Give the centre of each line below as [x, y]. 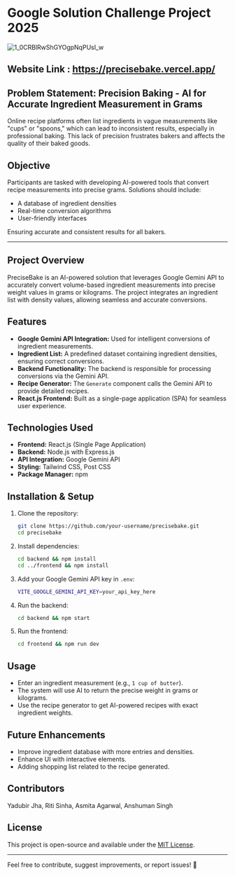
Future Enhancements [57, 735]
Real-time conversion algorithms [64, 210]
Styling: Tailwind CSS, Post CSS [64, 467]
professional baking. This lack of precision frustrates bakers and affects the [116, 136]
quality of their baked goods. [49, 143]
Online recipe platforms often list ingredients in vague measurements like [113, 121]
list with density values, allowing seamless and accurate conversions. [107, 299]
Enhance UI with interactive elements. [72, 759]
